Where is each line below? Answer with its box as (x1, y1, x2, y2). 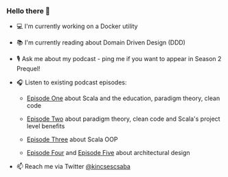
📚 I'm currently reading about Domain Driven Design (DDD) (16, 38, 186, 47)
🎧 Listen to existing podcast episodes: (16, 78, 127, 86)
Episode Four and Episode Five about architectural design (26, 149, 190, 157)
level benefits (26, 122, 65, 130)
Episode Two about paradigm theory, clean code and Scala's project (26, 115, 220, 123)
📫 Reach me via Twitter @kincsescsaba (16, 163, 131, 171)
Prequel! (16, 64, 41, 73)
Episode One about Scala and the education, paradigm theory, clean (26, 94, 220, 102)
